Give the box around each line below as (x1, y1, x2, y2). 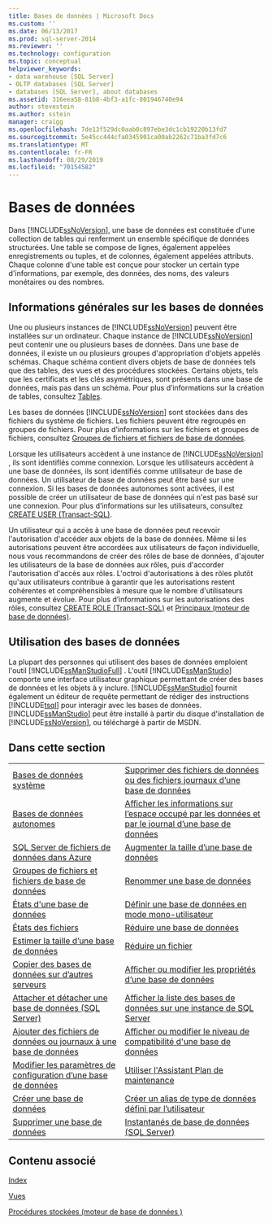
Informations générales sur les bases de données (8, 300, 264, 314)
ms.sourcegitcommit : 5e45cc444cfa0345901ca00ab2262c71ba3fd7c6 (8, 133, 227, 141)
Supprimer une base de (12, 1116, 102, 1127)
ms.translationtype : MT (8, 140, 89, 149)
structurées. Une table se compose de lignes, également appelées (8, 243, 231, 252)
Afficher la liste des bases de (124, 992, 236, 1003)
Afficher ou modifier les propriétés (124, 964, 256, 975)
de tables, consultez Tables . (8, 391, 103, 401)
